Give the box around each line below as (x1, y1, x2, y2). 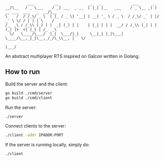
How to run (5, 67, 40, 76)
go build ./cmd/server (5, 90, 52, 95)
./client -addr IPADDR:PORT (5, 132, 64, 138)
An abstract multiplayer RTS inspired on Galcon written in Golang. (5, 53, 140, 59)
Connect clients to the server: (5, 123, 66, 129)
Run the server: (5, 104, 37, 110)
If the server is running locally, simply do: (5, 141, 90, 148)
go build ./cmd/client (5, 95, 52, 100)
